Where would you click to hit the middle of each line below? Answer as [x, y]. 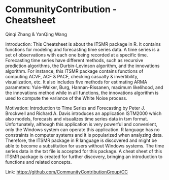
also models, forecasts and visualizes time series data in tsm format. [77, 118]
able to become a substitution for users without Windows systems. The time [85, 145]
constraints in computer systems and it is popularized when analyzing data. [84, 135]
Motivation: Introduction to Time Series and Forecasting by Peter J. [75, 108]
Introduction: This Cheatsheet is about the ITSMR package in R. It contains [83, 44]
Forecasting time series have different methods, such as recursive [74, 60]
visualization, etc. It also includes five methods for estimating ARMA [76, 82]
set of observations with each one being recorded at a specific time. [77, 55]
